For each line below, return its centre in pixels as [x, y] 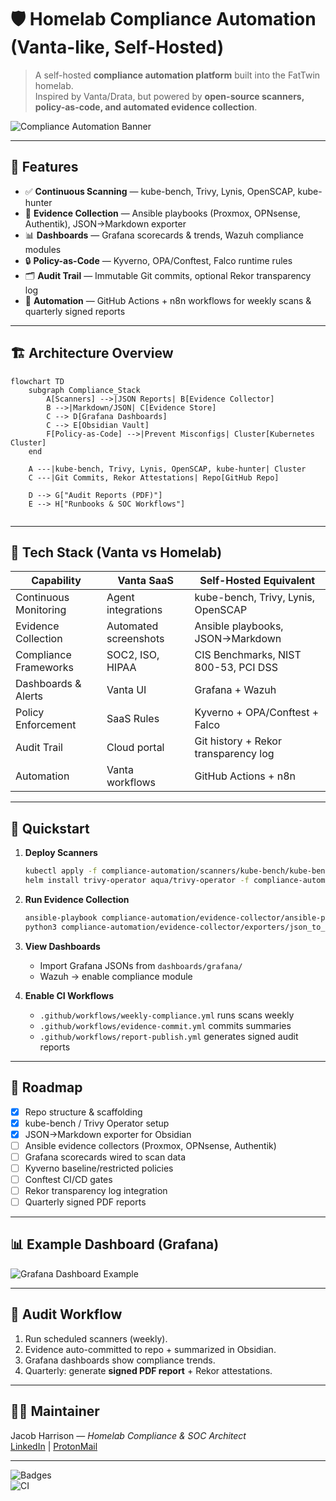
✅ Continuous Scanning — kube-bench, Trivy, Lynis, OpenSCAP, [160, 191]
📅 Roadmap [46, 1087]
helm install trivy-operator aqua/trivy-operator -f [137, 881]
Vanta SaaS [145, 581]
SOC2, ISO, [133, 655]
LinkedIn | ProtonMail [54, 1446]
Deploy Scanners [61, 853]
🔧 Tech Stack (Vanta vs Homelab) [116, 552]
